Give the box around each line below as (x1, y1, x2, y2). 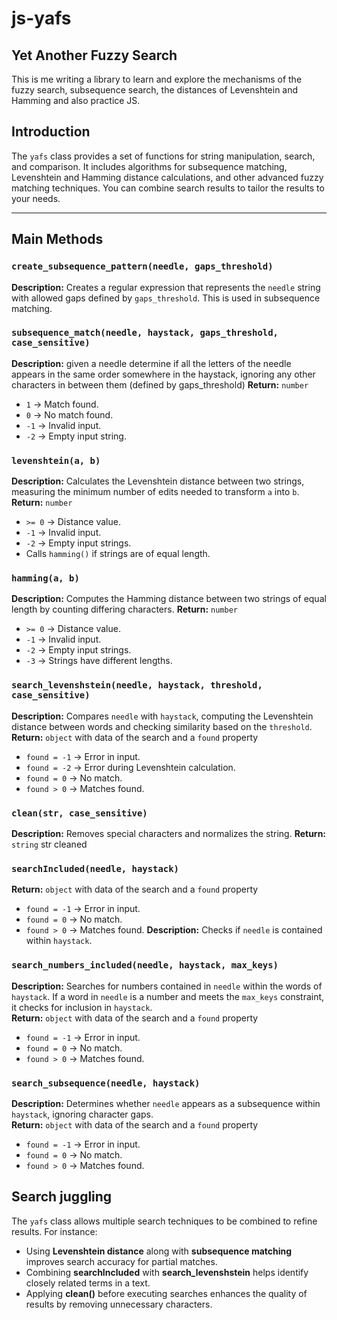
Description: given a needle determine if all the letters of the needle (11, 357, 292, 369)
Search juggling (11, 1188, 113, 1206)
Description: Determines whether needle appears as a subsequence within (11, 1097, 321, 1109)
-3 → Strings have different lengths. (25, 655, 173, 667)
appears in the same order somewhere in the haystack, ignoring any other (11, 368, 316, 380)
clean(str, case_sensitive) (11, 807, 148, 819)
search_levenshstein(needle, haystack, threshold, (11, 680, 263, 691)
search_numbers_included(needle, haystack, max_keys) (11, 960, 279, 971)
